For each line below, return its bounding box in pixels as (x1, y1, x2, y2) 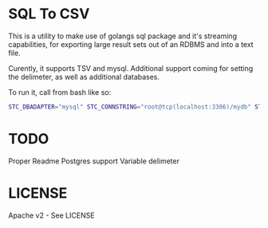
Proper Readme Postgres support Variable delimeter (8, 156, 179, 166)
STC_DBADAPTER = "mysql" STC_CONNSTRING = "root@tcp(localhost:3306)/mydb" (8, 103, 251, 111)
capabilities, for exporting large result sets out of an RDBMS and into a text (8, 39, 254, 49)
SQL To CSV (8, 5, 90, 23)
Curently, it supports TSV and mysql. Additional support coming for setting (8, 63, 254, 73)
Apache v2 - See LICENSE (8, 210, 95, 220)
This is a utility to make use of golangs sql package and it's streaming (8, 31, 238, 41)
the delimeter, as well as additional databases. (8, 72, 160, 81)
